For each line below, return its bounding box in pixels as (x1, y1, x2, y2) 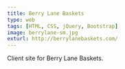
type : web (7, 16, 36, 23)
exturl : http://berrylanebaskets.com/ (7, 36, 118, 42)
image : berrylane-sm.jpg (7, 29, 78, 36)
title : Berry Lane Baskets (7, 10, 84, 17)
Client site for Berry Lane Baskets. (7, 54, 104, 62)
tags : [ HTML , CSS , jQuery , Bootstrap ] (7, 23, 118, 29)
